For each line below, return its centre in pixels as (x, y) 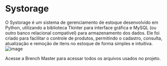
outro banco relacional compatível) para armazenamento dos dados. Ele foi (82, 33)
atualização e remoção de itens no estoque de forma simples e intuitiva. (79, 43)
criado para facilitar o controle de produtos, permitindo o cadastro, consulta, (84, 38)
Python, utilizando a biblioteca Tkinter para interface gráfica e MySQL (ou (81, 27)
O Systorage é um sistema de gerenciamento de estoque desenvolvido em (82, 22)
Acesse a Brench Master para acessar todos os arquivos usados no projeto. (83, 58)
